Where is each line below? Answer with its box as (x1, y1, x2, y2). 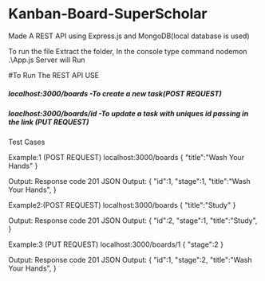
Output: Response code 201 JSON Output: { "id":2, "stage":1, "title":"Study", (8, 216, 258, 225)
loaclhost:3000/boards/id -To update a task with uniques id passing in (8, 108, 249, 118)
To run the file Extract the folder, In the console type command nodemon (8, 46, 247, 56)
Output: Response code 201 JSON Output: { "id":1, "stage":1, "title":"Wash (8, 177, 251, 186)
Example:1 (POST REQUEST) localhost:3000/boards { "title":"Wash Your (8, 153, 245, 162)
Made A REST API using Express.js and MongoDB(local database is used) (8, 31, 250, 41)
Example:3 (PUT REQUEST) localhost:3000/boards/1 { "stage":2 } (8, 240, 223, 249)
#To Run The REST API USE (8, 70, 100, 80)
